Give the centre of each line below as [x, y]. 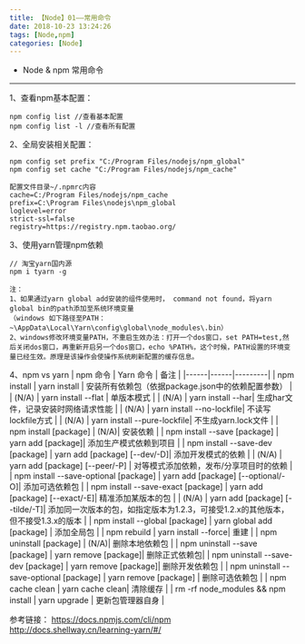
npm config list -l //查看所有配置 [73, 127]
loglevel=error [38, 211]
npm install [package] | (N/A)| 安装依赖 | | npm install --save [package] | [144, 431]
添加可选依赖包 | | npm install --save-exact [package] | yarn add [143, 487]
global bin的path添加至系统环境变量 [72, 309]
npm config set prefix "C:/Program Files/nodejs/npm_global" [128, 162]
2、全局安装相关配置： [52, 144]
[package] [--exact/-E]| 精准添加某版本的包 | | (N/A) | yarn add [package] [147, 498]
